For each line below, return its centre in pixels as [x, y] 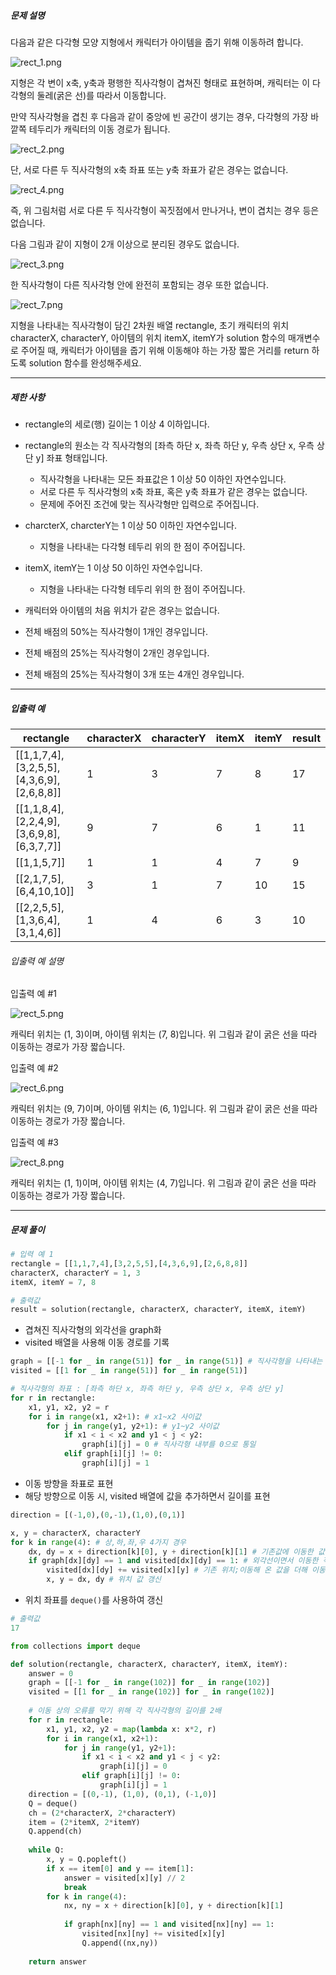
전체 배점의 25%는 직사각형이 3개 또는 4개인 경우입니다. [134, 674]
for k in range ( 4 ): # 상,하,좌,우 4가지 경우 [98, 1542]
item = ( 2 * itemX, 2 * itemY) [84, 1822]
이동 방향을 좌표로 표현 [69, 1483]
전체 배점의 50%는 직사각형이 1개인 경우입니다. [116, 631]
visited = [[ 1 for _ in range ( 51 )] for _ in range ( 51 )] [129, 1371]
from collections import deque [75, 1646]
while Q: [46, 1850]
